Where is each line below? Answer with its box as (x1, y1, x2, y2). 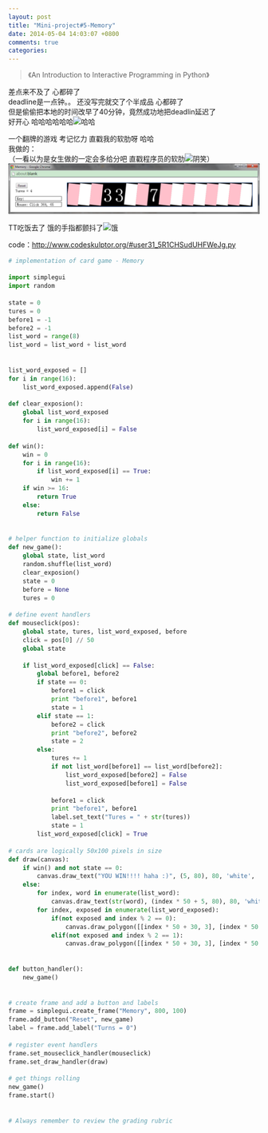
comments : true (8, 38, 59, 46)
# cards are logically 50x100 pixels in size (8, 847, 162, 855)
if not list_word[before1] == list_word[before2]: (50, 763, 223, 771)
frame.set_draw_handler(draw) (8, 1058, 109, 1066)
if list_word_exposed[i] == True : (37, 468, 152, 476)
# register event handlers (8, 1040, 98, 1049)
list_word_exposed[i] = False (37, 425, 137, 433)
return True (37, 493, 77, 501)
